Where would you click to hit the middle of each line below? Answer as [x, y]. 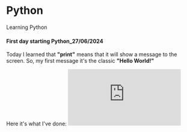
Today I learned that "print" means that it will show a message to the [92, 54]
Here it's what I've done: [37, 124]
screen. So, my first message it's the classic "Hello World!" [80, 61]
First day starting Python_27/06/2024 [55, 41]
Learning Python [27, 27]
